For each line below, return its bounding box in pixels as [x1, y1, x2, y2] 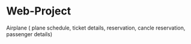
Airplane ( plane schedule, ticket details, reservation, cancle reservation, [6, 24, 186, 31]
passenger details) [6, 30, 53, 37]
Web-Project [6, 4, 71, 18]
